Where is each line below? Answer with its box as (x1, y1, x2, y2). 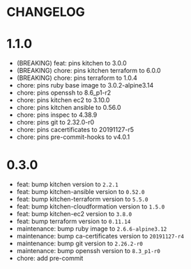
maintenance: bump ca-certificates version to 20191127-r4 (16, 232, 184, 241)
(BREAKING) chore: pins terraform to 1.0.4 (16, 74, 137, 82)
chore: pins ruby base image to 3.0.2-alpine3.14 (16, 81, 154, 90)
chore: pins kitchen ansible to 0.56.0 (16, 104, 121, 112)
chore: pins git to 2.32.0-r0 (16, 118, 95, 127)
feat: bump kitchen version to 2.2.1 (16, 180, 119, 188)
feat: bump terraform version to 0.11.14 (16, 217, 131, 226)
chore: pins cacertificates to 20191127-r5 (16, 126, 134, 134)
